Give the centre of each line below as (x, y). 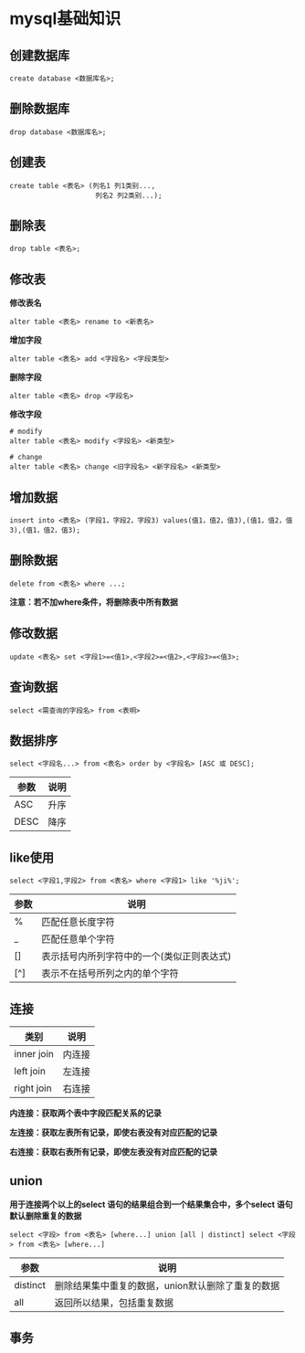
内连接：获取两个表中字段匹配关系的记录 (85, 1113)
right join (33, 1088)
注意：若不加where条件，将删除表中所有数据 (94, 602)
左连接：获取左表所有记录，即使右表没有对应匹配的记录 (113, 1132)
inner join (34, 1053)
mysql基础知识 (65, 19)
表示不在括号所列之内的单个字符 (110, 974)
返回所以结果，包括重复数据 (114, 1303)
